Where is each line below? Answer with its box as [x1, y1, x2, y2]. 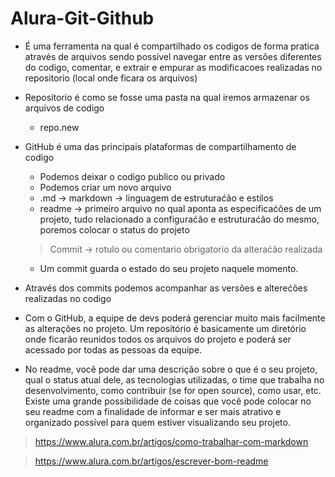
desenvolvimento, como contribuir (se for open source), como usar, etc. [24, 384, 322, 396]
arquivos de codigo [24, 102, 105, 114]
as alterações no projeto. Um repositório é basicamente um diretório [24, 322, 307, 334]
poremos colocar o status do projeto [39, 223, 190, 236]
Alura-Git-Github [10, 7, 155, 30]
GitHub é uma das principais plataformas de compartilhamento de [24, 140, 297, 152]
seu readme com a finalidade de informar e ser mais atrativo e [24, 405, 282, 417]
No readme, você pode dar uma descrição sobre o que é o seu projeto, [24, 363, 318, 375]
